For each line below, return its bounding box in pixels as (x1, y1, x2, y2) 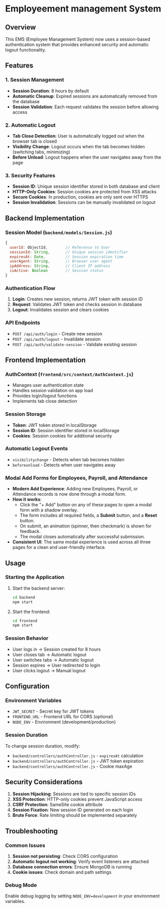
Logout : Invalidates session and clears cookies (12, 307, 109, 313)
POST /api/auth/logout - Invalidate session (12, 336, 101, 342)
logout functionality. (5, 47, 46, 53)
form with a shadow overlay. (19, 507, 78, 513)
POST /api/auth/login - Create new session (12, 331, 103, 337)
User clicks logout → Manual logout (12, 667, 86, 674)
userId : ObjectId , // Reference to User (9, 245, 111, 250)
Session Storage (5, 411, 46, 418)
